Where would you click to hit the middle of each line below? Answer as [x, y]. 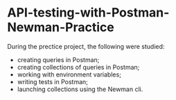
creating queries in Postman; [58, 59]
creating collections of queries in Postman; [78, 67]
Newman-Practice [61, 27]
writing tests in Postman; [53, 81]
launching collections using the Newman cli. [80, 89]
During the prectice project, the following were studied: [86, 46]
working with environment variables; [69, 74]
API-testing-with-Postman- [88, 13]
